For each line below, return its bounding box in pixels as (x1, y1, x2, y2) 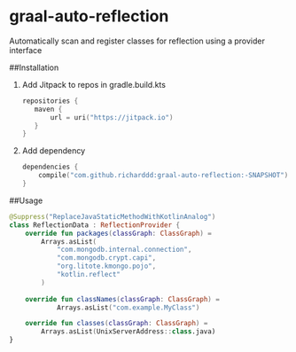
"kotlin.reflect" (56, 270, 121, 279)
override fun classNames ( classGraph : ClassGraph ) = (25, 294, 220, 303)
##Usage (9, 195, 43, 206)
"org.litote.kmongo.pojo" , (56, 262, 157, 271)
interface (9, 44, 43, 55)
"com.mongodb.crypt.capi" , (56, 254, 157, 262)
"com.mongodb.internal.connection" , (56, 246, 192, 254)
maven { (34, 105, 63, 113)
